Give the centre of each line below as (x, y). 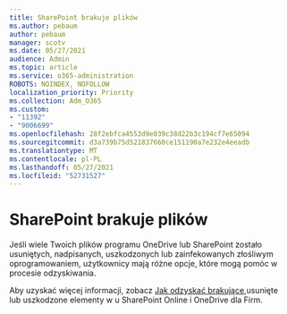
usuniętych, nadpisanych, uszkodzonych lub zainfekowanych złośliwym (142, 254)
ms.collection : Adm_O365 (55, 101)
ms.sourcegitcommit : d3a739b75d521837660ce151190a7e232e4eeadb (130, 142)
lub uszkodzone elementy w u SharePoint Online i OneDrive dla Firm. (136, 300)
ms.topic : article (43, 68)
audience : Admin (39, 59)
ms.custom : (30, 109)
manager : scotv (38, 42)
